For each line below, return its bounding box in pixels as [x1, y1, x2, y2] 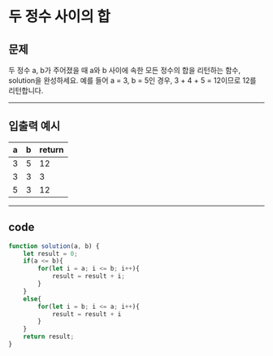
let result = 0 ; [23, 250, 79, 258]
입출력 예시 [8, 119, 61, 133]
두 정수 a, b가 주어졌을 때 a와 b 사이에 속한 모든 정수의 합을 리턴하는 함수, [8, 66, 241, 75]
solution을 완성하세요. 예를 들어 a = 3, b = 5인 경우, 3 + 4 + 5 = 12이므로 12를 [8, 76, 257, 85]
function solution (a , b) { [8, 241, 100, 250]
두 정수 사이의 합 [8, 7, 111, 26]
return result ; [23, 332, 75, 341]
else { [23, 294, 42, 303]
